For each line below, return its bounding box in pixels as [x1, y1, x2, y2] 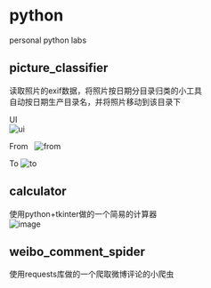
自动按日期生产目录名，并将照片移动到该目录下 [9, 96, 181, 107]
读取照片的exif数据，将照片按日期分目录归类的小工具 [9, 85, 203, 96]
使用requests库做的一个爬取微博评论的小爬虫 [9, 268, 174, 280]
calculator [9, 184, 67, 199]
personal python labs [9, 35, 87, 45]
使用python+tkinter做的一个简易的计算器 [9, 208, 158, 219]
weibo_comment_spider [9, 244, 145, 259]
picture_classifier [9, 60, 109, 76]
